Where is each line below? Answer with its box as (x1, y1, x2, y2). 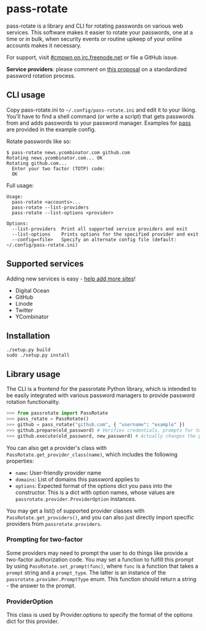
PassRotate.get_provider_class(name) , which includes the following (6, 451, 178, 458)
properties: (6, 457, 34, 465)
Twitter (15, 306, 34, 314)
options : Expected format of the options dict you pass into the (15, 482, 172, 489)
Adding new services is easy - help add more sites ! (6, 275, 136, 282)
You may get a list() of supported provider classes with (6, 507, 145, 514)
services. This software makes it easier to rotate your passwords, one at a (6, 28, 193, 36)
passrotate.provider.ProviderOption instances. (15, 495, 137, 502)
